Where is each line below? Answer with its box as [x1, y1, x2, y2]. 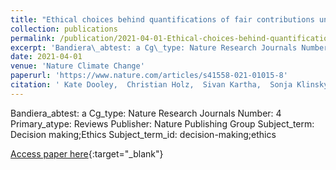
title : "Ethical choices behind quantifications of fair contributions [10, 14, 315, 25]
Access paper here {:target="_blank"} [10, 147, 164, 160]
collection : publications [10, 24, 118, 34]
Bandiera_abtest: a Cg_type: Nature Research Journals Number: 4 [10, 107, 282, 119]
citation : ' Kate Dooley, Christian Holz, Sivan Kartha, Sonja [10, 80, 293, 90]
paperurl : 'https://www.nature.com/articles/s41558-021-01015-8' [10, 71, 288, 81]
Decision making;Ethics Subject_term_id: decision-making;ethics [10, 128, 277, 140]
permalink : [10, 33, 56, 43]
